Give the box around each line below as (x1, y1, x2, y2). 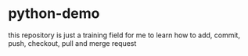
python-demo (8, 5, 100, 23)
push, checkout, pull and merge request (8, 38, 137, 47)
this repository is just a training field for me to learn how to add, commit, (8, 30, 241, 40)
